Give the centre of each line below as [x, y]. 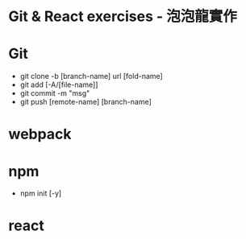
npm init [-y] [41, 193]
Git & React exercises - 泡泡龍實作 [123, 16]
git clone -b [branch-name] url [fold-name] [91, 76]
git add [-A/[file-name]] [59, 84]
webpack [40, 134]
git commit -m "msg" [55, 93]
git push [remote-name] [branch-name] [85, 102]
